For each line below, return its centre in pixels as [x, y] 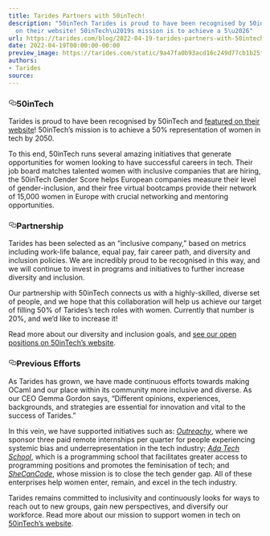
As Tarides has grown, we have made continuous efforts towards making [129, 381]
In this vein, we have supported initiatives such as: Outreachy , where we [128, 431]
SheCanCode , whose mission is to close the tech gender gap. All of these [130, 473]
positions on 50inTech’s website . [62, 343]
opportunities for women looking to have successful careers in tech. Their [131, 162]
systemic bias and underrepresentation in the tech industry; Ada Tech [124, 448]
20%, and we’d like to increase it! [63, 319]
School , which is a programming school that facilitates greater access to [128, 456]
